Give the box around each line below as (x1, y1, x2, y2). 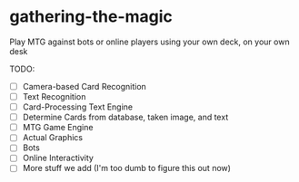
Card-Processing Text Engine (22, 101, 134, 112)
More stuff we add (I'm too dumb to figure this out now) (22, 163, 232, 174)
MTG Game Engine (22, 122, 94, 133)
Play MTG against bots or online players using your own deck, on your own (9, 36, 290, 47)
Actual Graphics (22, 132, 84, 143)
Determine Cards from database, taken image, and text (22, 111, 229, 123)
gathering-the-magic (9, 6, 173, 27)
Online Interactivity (22, 152, 94, 164)
